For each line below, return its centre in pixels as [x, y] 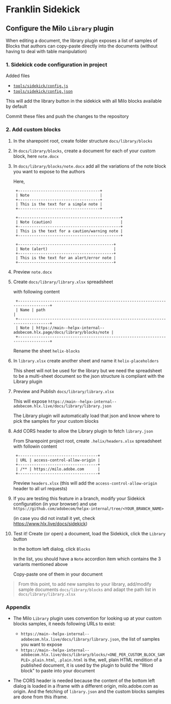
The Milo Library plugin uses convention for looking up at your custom [87, 618]
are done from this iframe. [40, 697]
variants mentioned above [40, 564]
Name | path [33, 310]
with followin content [35, 446]
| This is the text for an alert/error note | [66, 258]
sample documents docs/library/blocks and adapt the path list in [87, 589]
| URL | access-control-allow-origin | [58, 460]
